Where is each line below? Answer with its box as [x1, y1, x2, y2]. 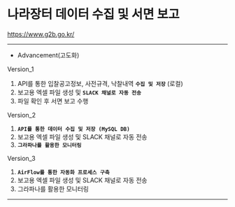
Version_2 [7, 110, 36, 119]
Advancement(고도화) [17, 50, 80, 59]
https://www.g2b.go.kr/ [7, 29, 75, 38]
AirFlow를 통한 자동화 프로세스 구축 [17, 169, 110, 176]
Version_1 [7, 64, 34, 73]
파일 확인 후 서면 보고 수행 [17, 97, 89, 105]
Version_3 [7, 154, 36, 162]
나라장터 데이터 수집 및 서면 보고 [7, 6, 180, 22]
